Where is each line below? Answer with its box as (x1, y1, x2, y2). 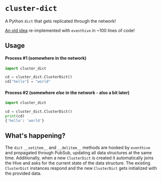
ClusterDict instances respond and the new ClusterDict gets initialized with (5, 165, 157, 171)
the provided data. (5, 170, 42, 176)
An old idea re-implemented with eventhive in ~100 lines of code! (5, 27, 135, 33)
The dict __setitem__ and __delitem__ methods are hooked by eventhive (5, 145, 151, 150)
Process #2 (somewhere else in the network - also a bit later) (5, 89, 130, 96)
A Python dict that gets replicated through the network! (5, 18, 116, 24)
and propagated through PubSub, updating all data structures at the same (5, 149, 152, 155)
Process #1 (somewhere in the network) (5, 55, 87, 61)
